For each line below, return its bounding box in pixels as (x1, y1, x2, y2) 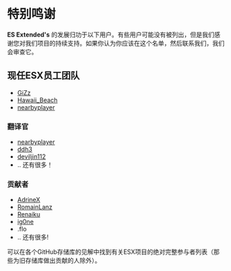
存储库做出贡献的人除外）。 (25, 257, 101, 265)
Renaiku (17, 210, 41, 219)
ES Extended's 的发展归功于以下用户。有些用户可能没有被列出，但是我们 (7, 30, 215, 39)
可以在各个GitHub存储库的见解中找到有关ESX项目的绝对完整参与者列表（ (7, 248, 214, 256)
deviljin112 (17, 152, 46, 161)
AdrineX (17, 196, 41, 204)
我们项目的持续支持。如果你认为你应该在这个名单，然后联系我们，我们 (25, 39, 225, 47)
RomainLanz (17, 203, 53, 211)
